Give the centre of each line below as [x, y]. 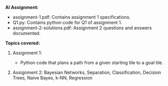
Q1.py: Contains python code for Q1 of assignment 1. [67, 23]
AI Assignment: [22, 7]
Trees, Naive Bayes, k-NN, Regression [53, 78]
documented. [26, 33]
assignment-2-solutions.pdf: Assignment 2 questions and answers [82, 28]
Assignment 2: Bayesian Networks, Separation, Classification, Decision [87, 72]
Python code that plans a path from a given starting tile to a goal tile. [92, 62]
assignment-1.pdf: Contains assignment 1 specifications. [72, 17]
